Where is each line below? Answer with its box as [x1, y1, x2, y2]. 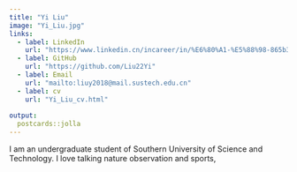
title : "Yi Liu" [9, 12, 69, 22]
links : [9, 29, 34, 38]
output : [9, 111, 38, 120]
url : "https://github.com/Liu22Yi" [25, 63, 156, 71]
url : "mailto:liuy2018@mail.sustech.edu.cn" [25, 79, 192, 87]
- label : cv [17, 86, 62, 95]
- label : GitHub [17, 54, 77, 63]
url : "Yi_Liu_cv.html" [25, 94, 109, 104]
